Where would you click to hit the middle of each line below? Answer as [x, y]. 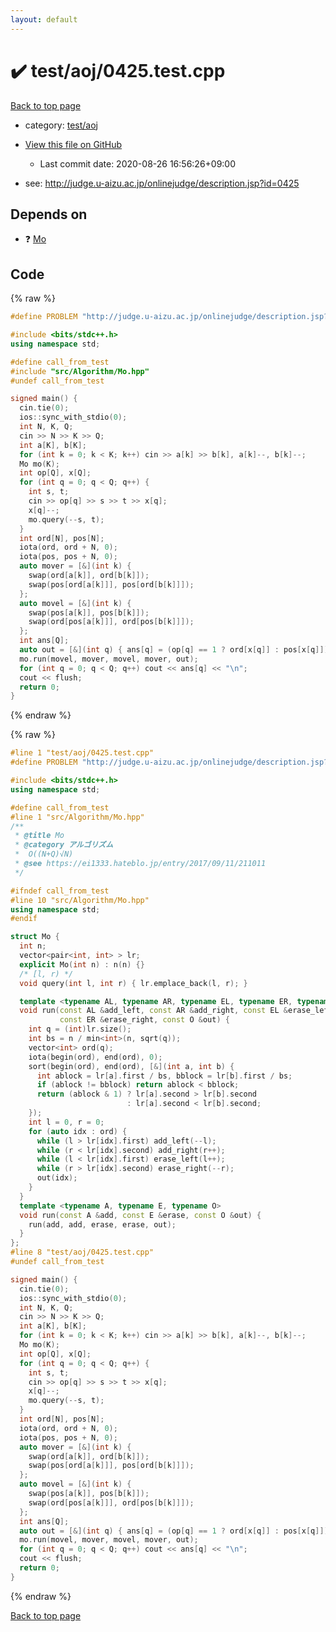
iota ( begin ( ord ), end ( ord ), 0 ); [95, 1057]
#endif [24, 919]
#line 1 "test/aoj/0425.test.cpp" [82, 753]
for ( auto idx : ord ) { [78, 1131]
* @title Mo [39, 836]
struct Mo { [35, 937]
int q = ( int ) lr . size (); [80, 1029]
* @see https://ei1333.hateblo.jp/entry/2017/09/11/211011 [140, 864]
